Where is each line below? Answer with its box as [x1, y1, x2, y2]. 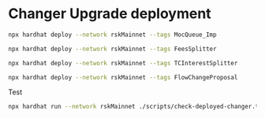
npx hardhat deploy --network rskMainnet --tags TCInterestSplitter [8, 59, 238, 67]
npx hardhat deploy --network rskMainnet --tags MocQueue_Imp [8, 31, 217, 39]
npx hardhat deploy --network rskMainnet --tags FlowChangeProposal [8, 73, 238, 81]
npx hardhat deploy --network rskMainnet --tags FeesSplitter [8, 45, 217, 53]
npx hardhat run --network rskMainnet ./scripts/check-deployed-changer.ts [8, 103, 263, 111]
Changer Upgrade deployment [8, 5, 211, 23]
